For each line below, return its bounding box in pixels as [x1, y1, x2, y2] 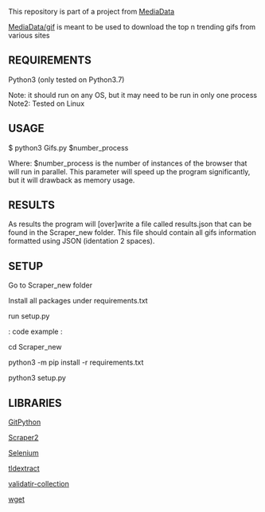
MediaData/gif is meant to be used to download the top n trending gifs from [8, 22, 256, 31]
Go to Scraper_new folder [8, 280, 93, 290]
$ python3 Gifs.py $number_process [8, 143, 129, 152]
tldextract [8, 463, 40, 473]
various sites [8, 31, 50, 40]
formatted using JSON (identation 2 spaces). [8, 236, 155, 246]
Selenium [8, 448, 39, 458]
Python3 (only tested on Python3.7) [8, 75, 125, 84]
